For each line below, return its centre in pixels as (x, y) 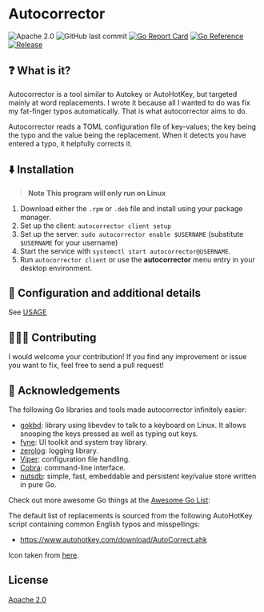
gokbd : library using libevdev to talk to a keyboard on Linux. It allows (133, 425)
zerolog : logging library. (59, 450)
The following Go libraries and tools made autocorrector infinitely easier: (128, 410)
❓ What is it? (40, 71)
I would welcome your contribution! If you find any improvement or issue (128, 357)
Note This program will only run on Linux (97, 193)
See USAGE (28, 312)
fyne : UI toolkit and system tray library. (84, 442)
